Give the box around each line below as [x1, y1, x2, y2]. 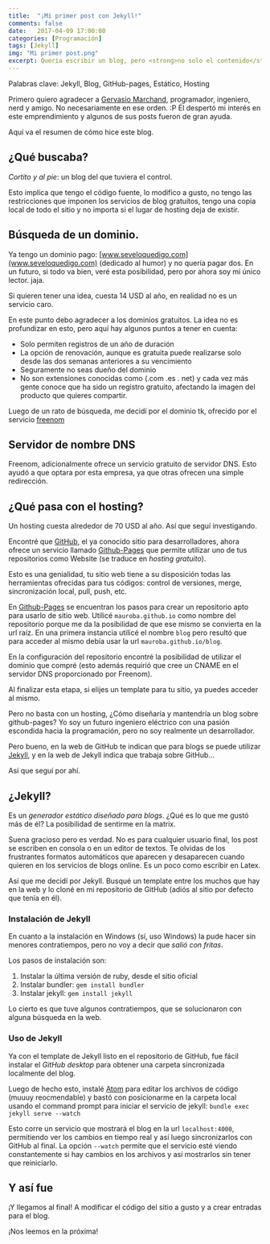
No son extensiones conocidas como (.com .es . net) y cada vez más [19, 373, 249, 383]
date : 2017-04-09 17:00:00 [8, 27, 106, 35]
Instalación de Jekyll [8, 913, 91, 924]
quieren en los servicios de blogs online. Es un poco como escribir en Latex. [8, 860, 261, 870]
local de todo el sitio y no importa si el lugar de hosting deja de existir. [8, 205, 239, 214]
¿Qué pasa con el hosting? [8, 500, 144, 513]
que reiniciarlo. [8, 1158, 58, 1167]
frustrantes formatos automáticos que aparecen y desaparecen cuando [8, 852, 245, 861]
